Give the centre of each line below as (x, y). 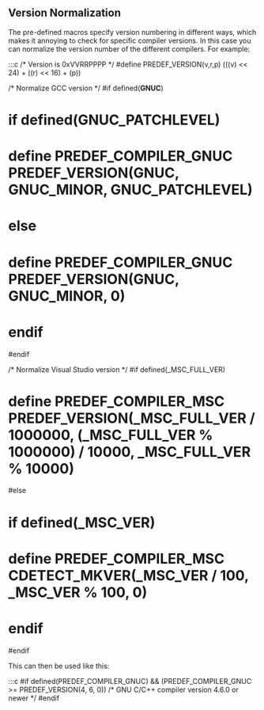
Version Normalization (64, 13)
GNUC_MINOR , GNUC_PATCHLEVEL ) (130, 190)
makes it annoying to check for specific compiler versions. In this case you (130, 40)
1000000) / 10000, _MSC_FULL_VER (130, 452)
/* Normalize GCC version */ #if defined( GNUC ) (86, 88)
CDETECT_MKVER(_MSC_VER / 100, (128, 575)
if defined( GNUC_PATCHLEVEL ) (114, 120)
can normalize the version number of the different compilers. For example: (129, 49)
